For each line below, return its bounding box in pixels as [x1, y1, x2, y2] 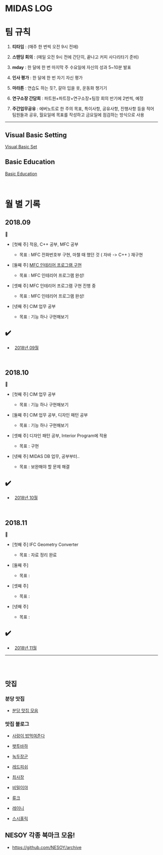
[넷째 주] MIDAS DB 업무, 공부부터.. [12, 454, 80, 459]
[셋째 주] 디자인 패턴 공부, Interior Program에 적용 [12, 433, 108, 438]
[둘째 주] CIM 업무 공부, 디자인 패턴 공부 [12, 412, 88, 418]
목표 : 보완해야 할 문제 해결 [19, 464, 70, 470]
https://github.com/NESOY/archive [12, 844, 81, 850]
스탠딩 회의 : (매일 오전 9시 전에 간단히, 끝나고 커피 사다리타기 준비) [12, 54, 139, 60]
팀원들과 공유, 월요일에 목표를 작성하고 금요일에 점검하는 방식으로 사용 [12, 112, 145, 118]
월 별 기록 [5, 199, 41, 210]
